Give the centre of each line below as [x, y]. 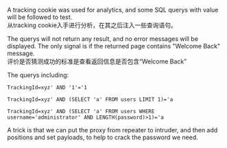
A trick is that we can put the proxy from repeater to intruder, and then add [112, 130]
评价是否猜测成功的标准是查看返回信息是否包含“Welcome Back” [97, 61]
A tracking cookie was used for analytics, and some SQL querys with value [113, 10]
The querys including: [38, 75]
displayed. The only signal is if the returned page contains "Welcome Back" [114, 46]
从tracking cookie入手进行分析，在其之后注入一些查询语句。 [92, 25]
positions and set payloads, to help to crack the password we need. [103, 137]
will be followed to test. [40, 17]
